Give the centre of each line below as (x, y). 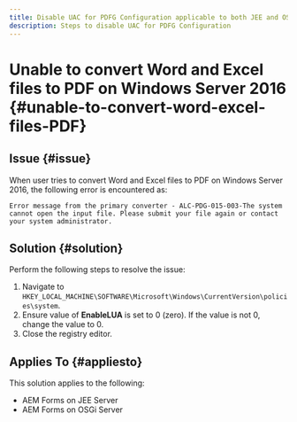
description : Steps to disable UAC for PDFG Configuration (120, 26)
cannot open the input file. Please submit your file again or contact (144, 214)
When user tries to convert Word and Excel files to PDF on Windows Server (146, 180)
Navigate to (43, 287)
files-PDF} (48, 126)
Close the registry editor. (67, 334)
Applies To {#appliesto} (76, 361)
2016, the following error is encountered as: (88, 189)
